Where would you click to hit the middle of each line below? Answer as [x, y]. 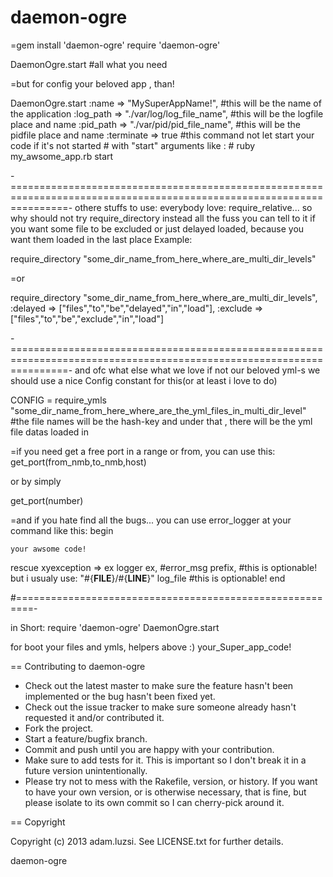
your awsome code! [48, 549]
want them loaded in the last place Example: [101, 239]
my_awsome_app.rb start [62, 156]
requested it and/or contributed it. [94, 717]
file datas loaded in [50, 432]
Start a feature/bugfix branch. [86, 738]
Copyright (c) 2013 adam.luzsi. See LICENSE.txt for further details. [147, 841]
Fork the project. [59, 728]
